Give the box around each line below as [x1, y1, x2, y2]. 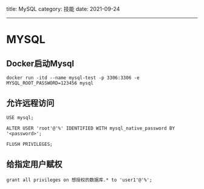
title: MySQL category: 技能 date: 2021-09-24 [6, 5, 120, 12]
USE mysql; [6, 114, 34, 120]
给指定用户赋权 [6, 159, 63, 170]
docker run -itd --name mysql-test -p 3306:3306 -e [6, 75, 140, 81]
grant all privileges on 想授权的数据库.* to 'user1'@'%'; [6, 177, 152, 183]
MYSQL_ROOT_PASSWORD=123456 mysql [6, 80, 94, 86]
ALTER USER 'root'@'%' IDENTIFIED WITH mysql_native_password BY [6, 125, 175, 131]
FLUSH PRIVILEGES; [6, 141, 53, 147]
